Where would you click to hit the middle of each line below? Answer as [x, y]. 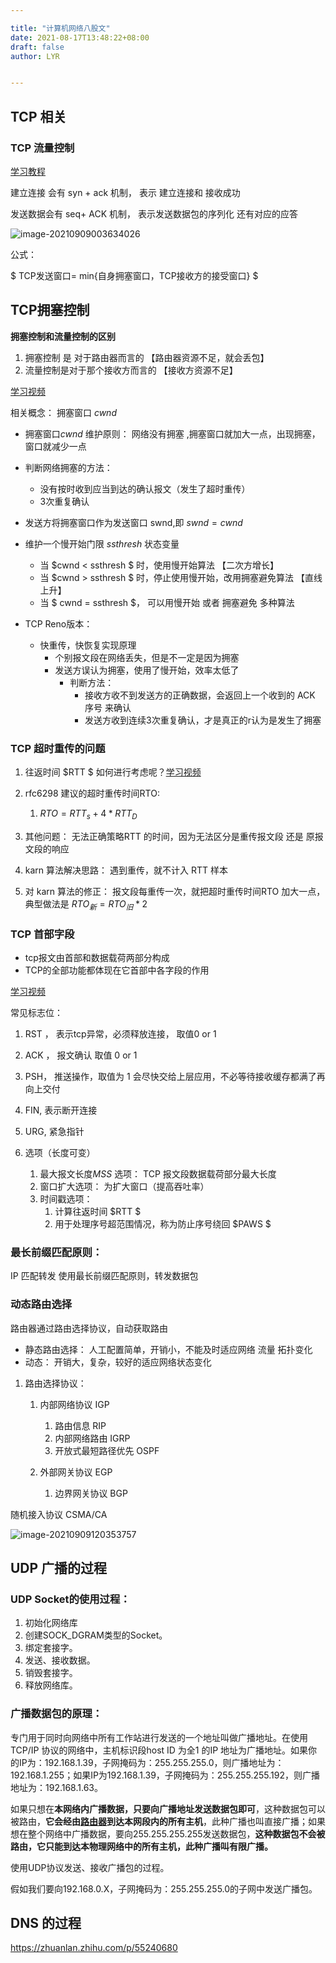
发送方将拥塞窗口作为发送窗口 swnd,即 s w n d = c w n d [133, 522]
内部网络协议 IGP [74, 1404]
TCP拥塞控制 [50, 310]
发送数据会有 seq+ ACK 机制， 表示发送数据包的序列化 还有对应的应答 [154, 213]
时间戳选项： [66, 1198]
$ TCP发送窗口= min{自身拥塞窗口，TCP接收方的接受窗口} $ [134, 275]
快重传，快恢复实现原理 [88, 645]
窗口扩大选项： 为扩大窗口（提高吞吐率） [124, 1186]
